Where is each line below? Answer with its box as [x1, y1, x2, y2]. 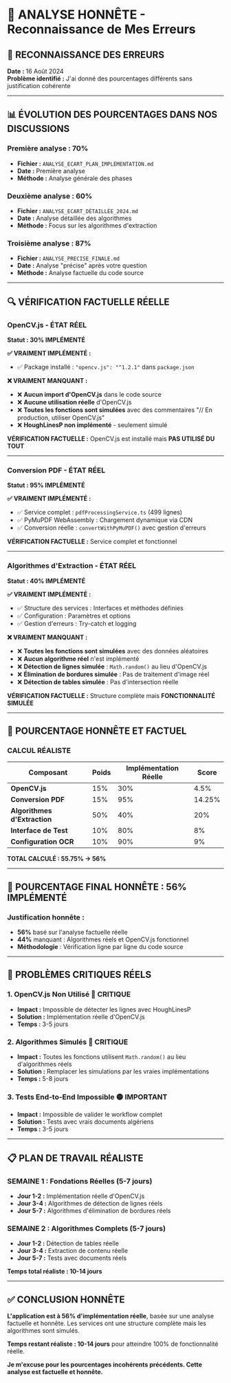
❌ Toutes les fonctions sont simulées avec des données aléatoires [16, 646, 208, 655]
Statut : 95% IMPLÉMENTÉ [7, 481, 85, 490]
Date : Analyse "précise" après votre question [16, 261, 148, 270]
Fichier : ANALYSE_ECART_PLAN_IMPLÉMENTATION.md [16, 159, 154, 168]
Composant [28, 767, 68, 777]
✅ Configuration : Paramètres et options [16, 611, 131, 620]
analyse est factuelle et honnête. [7, 1368, 103, 1376]
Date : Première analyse [16, 166, 86, 175]
